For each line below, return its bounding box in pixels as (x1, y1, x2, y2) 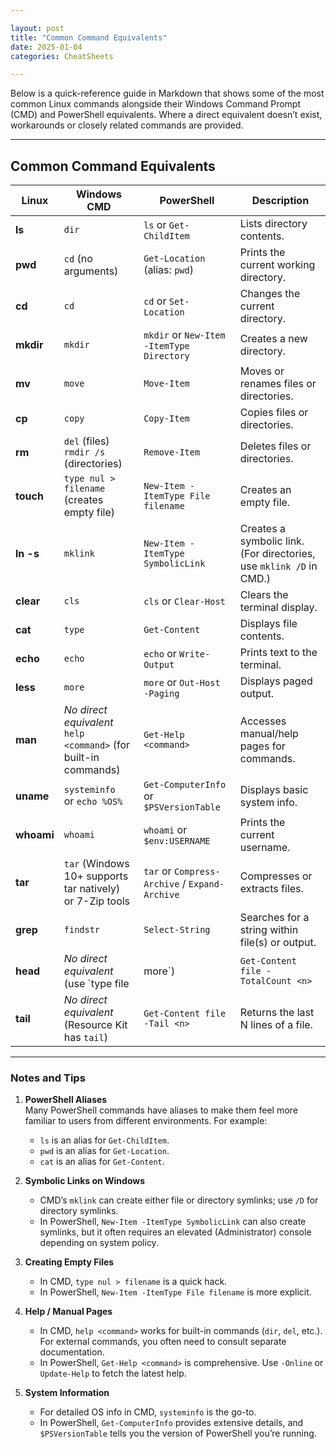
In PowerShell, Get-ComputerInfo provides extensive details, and (39, 1417, 304, 1429)
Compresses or (239, 869, 313, 883)
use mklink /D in (239, 559, 318, 573)
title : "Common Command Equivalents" (10, 32, 168, 43)
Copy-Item (143, 413, 190, 425)
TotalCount (239, 976, 292, 987)
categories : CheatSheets (10, 51, 114, 61)
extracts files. (239, 882, 304, 896)
